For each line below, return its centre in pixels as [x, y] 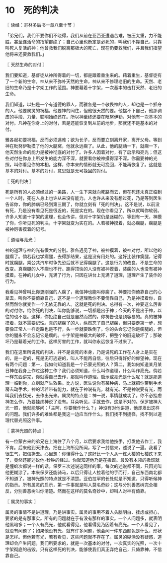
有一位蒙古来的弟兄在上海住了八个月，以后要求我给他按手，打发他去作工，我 [83, 441]
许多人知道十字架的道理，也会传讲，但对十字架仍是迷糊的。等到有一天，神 [81, 216]
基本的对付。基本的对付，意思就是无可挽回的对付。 [57, 171]
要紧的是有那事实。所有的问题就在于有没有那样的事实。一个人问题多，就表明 [83, 518]
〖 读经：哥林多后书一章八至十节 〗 [41, 25]
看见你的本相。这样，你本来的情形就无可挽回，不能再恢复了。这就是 [92, 164]
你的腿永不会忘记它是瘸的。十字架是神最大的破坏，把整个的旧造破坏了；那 [81, 335]
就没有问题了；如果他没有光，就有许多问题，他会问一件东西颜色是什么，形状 [83, 530]
